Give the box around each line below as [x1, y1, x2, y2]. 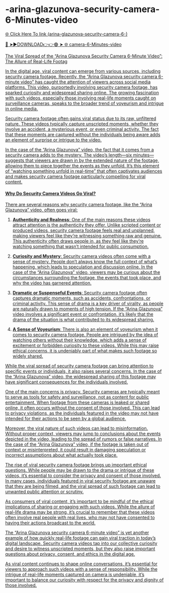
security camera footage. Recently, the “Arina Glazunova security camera [5, 73, 157, 79]
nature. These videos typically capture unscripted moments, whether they [5, 121, 159, 127]
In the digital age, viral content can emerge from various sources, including [5, 68, 161, 74]
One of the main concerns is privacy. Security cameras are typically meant [5, 389, 160, 395]
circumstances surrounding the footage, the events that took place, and [12, 275, 161, 281]
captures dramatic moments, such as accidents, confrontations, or [12, 295, 151, 301]
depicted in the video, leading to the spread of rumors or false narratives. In [5, 436, 162, 442]
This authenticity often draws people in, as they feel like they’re [12, 238, 144, 244]
